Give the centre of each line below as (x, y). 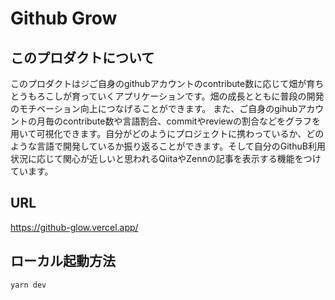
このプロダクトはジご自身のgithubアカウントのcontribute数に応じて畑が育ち (167, 83)
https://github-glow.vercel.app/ (74, 227)
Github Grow (64, 18)
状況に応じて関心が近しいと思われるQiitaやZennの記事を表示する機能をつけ (166, 158)
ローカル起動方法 (63, 261)
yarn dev (28, 285)
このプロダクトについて (82, 57)
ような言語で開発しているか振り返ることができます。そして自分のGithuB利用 (168, 146)
